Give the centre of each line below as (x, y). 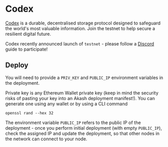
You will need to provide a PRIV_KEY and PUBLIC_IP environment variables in (84, 78)
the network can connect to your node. (46, 139)
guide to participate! (27, 49)
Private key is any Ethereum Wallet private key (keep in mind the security (82, 93)
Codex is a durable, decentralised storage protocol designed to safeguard (83, 23)
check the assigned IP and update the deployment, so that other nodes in (82, 133)
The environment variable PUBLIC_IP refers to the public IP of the (73, 122)
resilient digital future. (28, 34)
